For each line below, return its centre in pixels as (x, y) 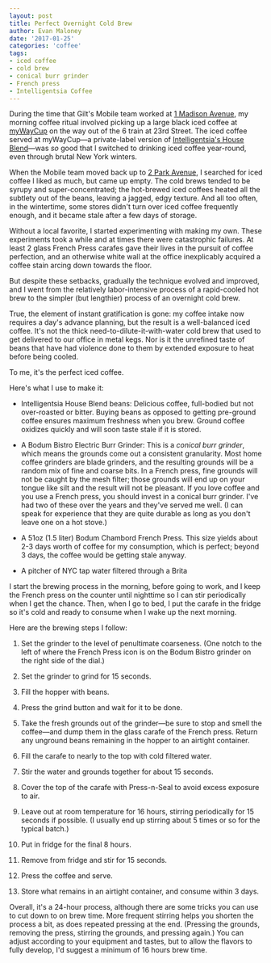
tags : (18, 53)
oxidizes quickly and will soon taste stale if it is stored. (111, 430)
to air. (30, 796)
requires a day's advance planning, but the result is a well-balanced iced (130, 322)
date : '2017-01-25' (42, 38)
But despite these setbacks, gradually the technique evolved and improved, (135, 281)
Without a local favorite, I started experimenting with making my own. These (136, 231)
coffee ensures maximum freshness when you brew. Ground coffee (133, 421)
